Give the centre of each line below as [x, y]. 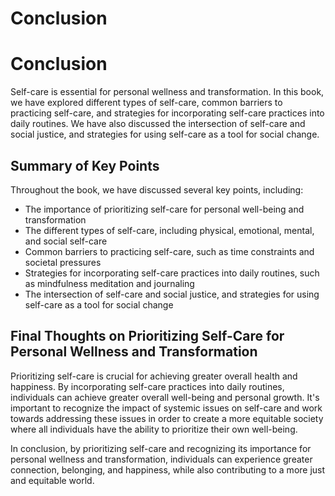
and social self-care [66, 241]
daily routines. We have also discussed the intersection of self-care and [158, 124]
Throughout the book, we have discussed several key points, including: [157, 189]
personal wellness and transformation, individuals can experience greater [161, 459]
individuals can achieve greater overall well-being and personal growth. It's [165, 397]
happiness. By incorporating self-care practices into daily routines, [147, 386]
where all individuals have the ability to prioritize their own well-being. [154, 429]
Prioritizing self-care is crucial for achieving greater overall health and [154, 376]
